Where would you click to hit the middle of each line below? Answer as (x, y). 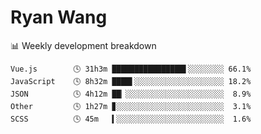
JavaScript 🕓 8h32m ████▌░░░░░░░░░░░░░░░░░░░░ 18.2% (131, 81)
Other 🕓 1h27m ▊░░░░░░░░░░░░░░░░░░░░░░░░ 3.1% (131, 106)
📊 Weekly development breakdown (83, 45)
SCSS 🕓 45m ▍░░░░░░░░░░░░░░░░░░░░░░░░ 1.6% (131, 119)
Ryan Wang (59, 17)
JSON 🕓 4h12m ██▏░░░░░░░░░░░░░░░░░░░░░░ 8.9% (131, 94)
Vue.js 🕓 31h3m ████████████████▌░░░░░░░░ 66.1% (131, 69)
